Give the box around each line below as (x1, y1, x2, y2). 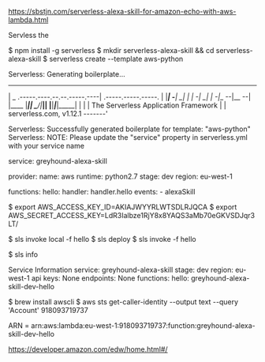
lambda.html (8, 15, 49, 25)
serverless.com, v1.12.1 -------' (8, 109, 108, 118)
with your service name (8, 141, 85, 150)
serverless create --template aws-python (49, 55, 184, 63)
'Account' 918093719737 (8, 306, 88, 315)
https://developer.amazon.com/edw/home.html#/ (8, 345, 168, 354)
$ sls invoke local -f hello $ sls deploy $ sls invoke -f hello (8, 235, 196, 243)
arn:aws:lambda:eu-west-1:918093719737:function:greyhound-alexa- (31, 321, 256, 330)
